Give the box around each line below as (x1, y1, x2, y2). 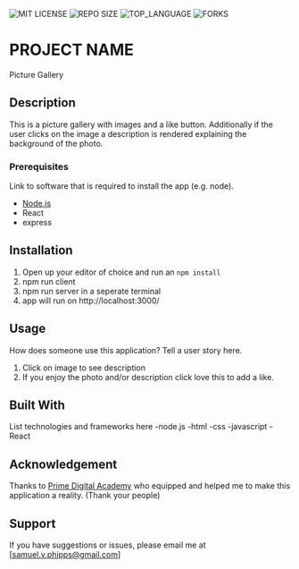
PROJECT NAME (9, 40, 134, 60)
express (21, 217, 52, 228)
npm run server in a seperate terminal (21, 285, 162, 296)
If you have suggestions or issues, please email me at (9, 539, 207, 550)
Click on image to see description (21, 362, 145, 373)
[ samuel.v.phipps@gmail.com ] (9, 549, 121, 560)
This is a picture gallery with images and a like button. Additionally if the (9, 119, 274, 130)
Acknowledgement (9, 456, 118, 471)
